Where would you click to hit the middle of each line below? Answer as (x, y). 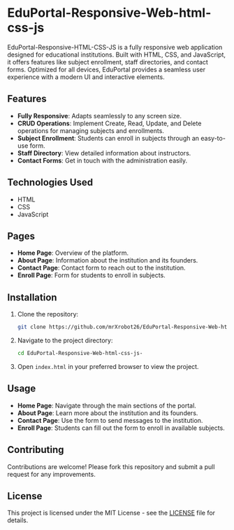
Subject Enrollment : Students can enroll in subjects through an (108, 138)
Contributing (36, 450)
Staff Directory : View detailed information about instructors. (104, 153)
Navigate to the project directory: (65, 340)
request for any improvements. (51, 474)
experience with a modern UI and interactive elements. (86, 77)
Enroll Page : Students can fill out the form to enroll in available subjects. (121, 428)
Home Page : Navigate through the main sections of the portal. (107, 405)
